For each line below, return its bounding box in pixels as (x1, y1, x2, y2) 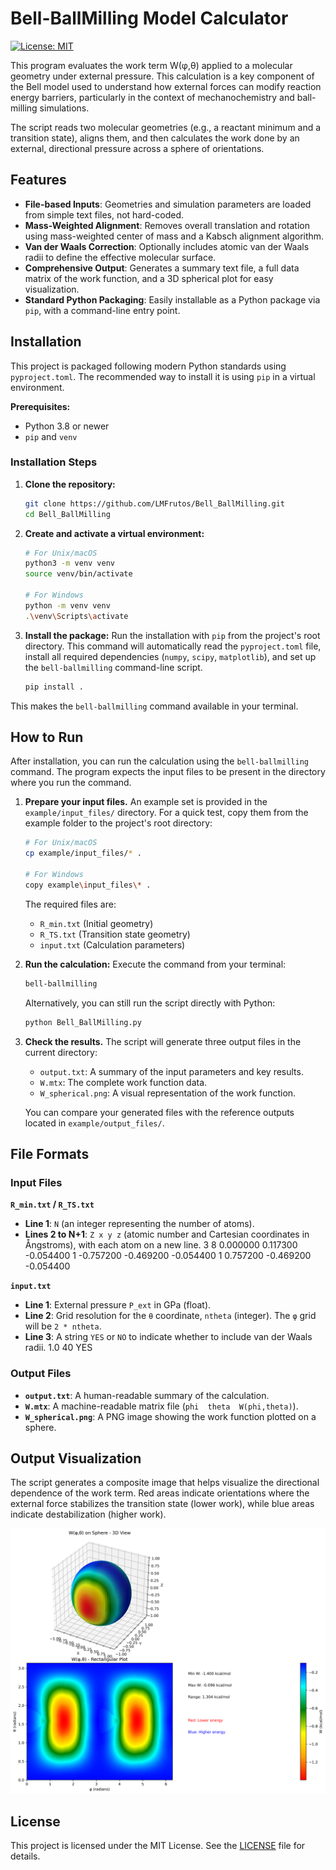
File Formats (10, 1145, 90, 1162)
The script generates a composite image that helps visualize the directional (10, 1477, 320, 1489)
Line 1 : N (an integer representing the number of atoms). (24, 1218, 255, 1230)
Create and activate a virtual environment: (24, 527, 205, 539)
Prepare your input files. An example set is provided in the (24, 796, 268, 808)
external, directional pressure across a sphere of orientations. (10, 142, 265, 154)
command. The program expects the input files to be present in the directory (10, 766, 326, 778)
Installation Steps (10, 455, 98, 469)
